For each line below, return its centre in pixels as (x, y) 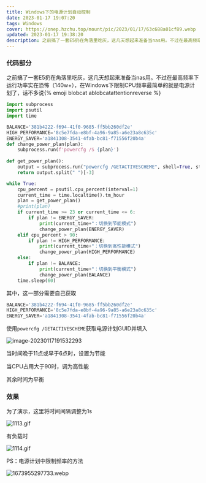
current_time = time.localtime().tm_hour (71, 195)
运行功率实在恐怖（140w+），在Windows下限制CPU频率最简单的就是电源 (98, 85)
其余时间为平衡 (25, 379)
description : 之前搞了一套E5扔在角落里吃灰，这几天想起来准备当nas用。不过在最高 (100, 40)
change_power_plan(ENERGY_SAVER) (82, 229)
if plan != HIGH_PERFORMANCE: (67, 241)
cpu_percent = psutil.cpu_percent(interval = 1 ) (78, 189)
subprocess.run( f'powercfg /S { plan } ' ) (68, 150)
